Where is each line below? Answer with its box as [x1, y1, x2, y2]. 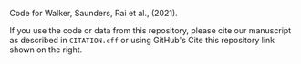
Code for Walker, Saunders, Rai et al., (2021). [9, 8, 178, 18]
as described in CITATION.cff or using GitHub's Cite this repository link [9, 35, 275, 45]
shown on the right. [9, 44, 83, 55]
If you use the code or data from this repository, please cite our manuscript [9, 25, 292, 35]
